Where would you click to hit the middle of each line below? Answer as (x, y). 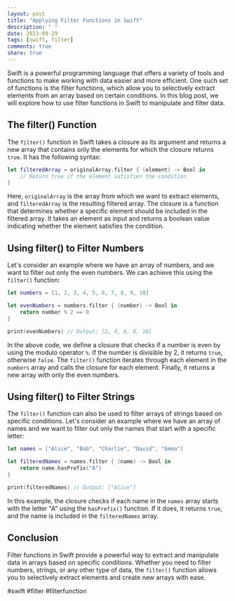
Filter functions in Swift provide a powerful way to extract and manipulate (113, 555)
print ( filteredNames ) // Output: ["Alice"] (72, 487)
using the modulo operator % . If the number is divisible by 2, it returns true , (115, 352)
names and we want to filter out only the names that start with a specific (112, 429)
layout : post (26, 14)
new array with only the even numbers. (64, 375)
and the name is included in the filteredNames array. (83, 516)
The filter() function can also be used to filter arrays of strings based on (115, 414)
